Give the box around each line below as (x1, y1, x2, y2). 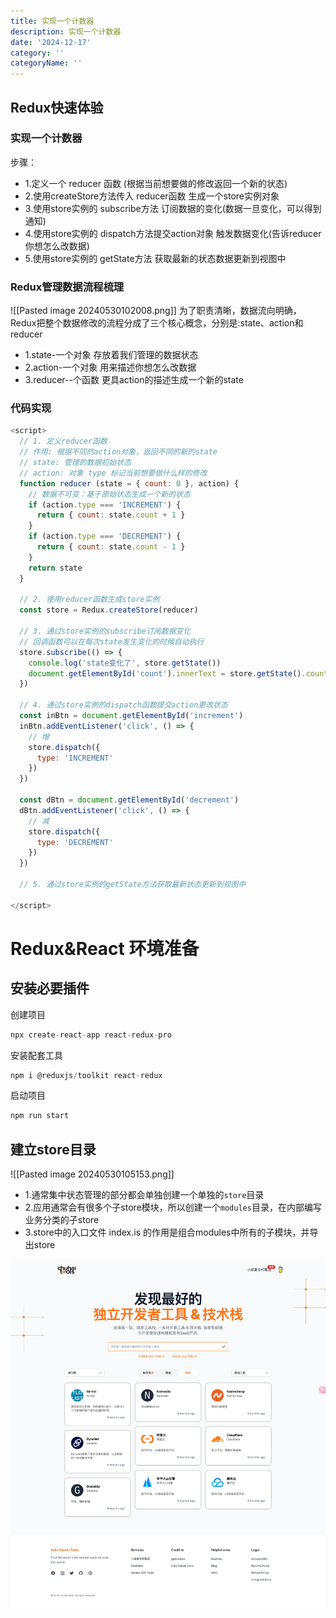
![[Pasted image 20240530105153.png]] (10, 1168, 175, 1180)
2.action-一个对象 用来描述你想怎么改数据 (24, 361, 197, 374)
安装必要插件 (10, 980, 90, 997)
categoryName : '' (10, 58, 83, 69)
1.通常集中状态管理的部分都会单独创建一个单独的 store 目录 (24, 1189, 265, 1201)
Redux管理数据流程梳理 (10, 280, 125, 294)
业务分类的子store (24, 1214, 100, 1226)
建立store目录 (10, 1141, 97, 1158)
